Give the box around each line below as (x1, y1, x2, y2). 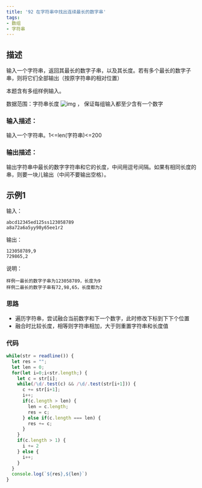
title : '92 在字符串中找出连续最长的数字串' (6, 8, 107, 15)
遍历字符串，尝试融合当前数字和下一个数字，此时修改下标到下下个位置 (14, 314, 190, 321)
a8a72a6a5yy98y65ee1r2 (6, 225, 63, 231)
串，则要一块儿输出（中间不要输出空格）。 (6, 171, 110, 178)
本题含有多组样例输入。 (6, 87, 65, 94)
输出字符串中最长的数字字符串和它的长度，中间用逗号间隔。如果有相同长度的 (6, 163, 197, 170)
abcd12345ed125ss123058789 (6, 219, 74, 226)
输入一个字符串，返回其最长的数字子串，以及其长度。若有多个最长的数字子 (6, 67, 191, 74)
